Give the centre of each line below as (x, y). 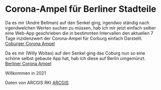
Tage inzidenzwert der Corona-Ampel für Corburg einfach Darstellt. (74, 38)
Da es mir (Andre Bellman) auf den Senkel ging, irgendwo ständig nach (77, 23)
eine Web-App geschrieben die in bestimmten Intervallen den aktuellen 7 (79, 33)
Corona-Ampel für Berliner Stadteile (81, 9)
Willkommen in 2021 (25, 73)
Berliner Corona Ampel (28, 63)
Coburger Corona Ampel (30, 43)
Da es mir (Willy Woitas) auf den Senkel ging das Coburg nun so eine (75, 53)
